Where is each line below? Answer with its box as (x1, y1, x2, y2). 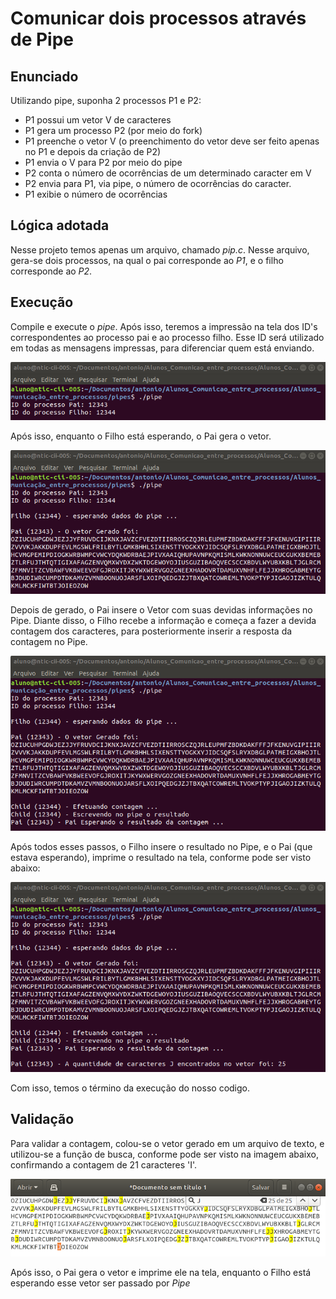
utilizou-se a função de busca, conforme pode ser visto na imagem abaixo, (10, 1148, 319, 1160)
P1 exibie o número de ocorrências (24, 188, 168, 200)
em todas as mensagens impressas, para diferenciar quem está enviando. (10, 342, 315, 354)
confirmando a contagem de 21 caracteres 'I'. (10, 1158, 198, 1171)
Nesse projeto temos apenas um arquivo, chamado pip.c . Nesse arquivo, (10, 243, 310, 256)
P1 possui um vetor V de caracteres (24, 114, 172, 126)
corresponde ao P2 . (10, 265, 93, 277)
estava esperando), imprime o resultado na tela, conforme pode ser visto (10, 851, 312, 863)
